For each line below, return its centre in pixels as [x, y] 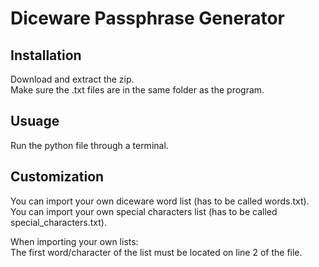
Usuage [35, 121]
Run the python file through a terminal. [89, 145]
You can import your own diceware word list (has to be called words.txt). [160, 201]
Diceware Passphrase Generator [147, 18]
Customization [57, 177]
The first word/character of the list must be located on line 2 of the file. [156, 252]
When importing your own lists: [74, 241]
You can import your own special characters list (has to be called [144, 211]
